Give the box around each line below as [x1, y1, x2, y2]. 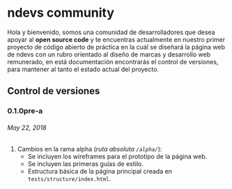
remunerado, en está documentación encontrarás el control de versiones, [7, 57, 219, 66]
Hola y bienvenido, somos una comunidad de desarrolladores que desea [7, 28, 215, 36]
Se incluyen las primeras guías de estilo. [27, 160, 144, 168]
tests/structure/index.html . [27, 174, 111, 183]
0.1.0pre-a [7, 106, 43, 116]
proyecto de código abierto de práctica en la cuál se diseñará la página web [7, 43, 225, 51]
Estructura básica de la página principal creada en [27, 167, 173, 176]
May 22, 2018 [7, 123, 47, 132]
